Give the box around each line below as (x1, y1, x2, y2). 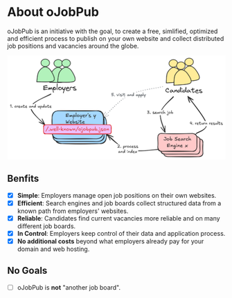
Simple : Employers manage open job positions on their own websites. (17, 191, 217, 199)
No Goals (7, 265, 48, 277)
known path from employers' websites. (17, 207, 129, 215)
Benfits (7, 173, 39, 185)
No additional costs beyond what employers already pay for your (17, 236, 204, 245)
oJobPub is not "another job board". (17, 283, 121, 291)
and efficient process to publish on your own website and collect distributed (7, 34, 224, 42)
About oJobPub (7, 4, 99, 20)
